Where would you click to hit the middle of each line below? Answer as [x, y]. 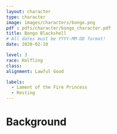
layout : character [28, 11]
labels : [16, 82]
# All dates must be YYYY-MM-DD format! [56, 39]
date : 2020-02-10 [27, 45]
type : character [26, 17]
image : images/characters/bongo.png [51, 22]
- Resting [23, 93]
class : [14, 66]
